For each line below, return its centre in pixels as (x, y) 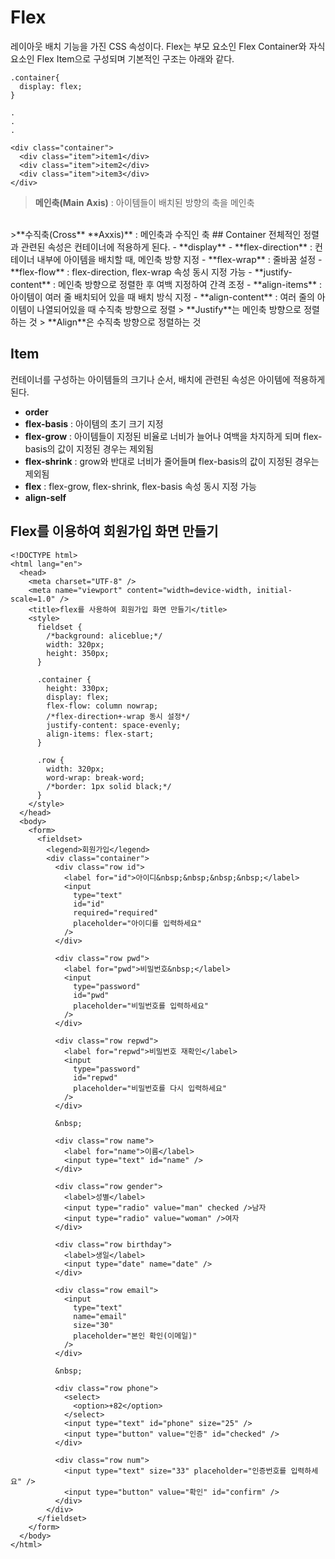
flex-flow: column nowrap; (102, 706)
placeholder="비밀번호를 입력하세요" (141, 1006)
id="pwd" (91, 995)
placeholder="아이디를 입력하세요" (138, 923)
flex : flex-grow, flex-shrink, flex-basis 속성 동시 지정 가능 (140, 486)
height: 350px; (78, 653)
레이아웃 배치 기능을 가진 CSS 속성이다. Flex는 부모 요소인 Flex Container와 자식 (168, 46)
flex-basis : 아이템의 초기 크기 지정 (94, 423)
